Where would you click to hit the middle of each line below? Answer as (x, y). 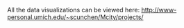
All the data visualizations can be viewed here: (74, 10)
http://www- (159, 10)
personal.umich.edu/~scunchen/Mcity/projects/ (75, 17)
